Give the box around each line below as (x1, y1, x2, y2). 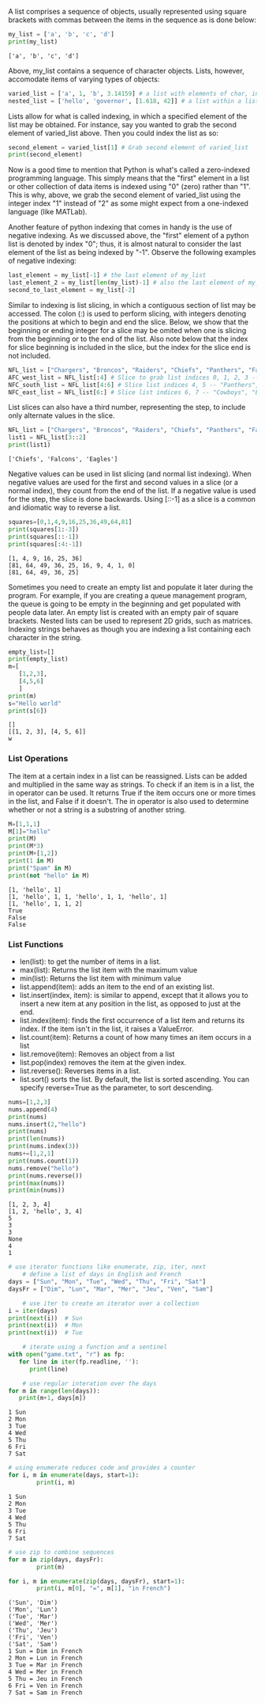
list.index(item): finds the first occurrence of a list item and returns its (19, 1015, 245, 1025)
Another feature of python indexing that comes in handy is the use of (8, 222, 233, 232)
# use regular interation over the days (22, 1379, 157, 1387)
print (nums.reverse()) (8, 1171, 83, 1180)
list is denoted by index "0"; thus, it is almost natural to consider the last (8, 239, 242, 248)
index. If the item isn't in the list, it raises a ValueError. (19, 1024, 195, 1034)
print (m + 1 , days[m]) (18, 1394, 87, 1402)
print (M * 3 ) (8, 842, 44, 850)
